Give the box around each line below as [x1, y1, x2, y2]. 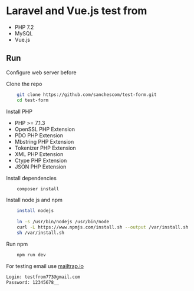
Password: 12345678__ [6, 279, 60, 285]
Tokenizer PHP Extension [14, 144, 77, 151]
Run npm [6, 240, 28, 247]
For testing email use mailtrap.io [6, 262, 84, 269]
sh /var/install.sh [17, 230, 65, 236]
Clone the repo [6, 80, 42, 87]
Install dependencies [6, 174, 57, 181]
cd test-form [17, 97, 49, 103]
